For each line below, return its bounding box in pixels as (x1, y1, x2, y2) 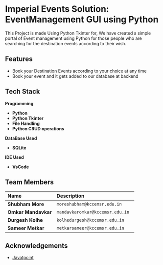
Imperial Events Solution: (5, 3, 109, 15)
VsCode (12, 164, 29, 170)
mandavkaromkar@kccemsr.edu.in (56, 209, 130, 215)
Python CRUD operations (12, 125, 65, 131)
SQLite (12, 145, 26, 150)
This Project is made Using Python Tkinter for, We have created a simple (5, 30, 151, 36)
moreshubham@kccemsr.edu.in (56, 202, 122, 207)
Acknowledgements (5, 241, 68, 250)
